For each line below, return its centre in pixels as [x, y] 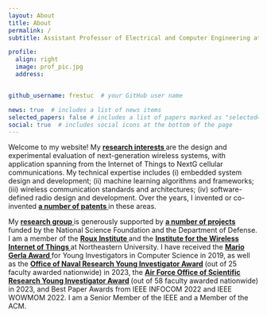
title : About [30, 23]
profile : [23, 52]
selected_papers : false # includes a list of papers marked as [115, 117]
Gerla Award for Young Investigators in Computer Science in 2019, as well [129, 256]
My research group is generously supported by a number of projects [122, 222]
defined [21, 198]
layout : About [32, 15]
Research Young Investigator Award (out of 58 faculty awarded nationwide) [133, 281]
